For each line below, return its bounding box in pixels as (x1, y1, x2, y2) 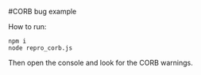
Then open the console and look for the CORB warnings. (8, 58, 193, 67)
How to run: (8, 22, 47, 31)
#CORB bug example (8, 7, 77, 16)
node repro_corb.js (8, 44, 73, 52)
